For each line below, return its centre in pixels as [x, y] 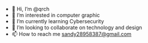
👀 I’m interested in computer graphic [56, 15]
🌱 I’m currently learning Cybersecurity [58, 21]
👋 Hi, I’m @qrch [31, 9]
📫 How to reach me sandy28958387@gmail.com [72, 34]
